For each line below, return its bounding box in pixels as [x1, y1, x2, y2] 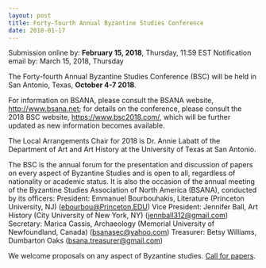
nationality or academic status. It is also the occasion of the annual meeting [8, 177, 256, 186]
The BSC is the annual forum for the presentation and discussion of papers [8, 160, 253, 170]
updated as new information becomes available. [8, 121, 165, 131]
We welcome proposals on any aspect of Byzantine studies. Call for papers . [8, 251, 256, 261]
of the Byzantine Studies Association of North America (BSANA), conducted [8, 186, 257, 195]
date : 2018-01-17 [8, 26, 66, 34]
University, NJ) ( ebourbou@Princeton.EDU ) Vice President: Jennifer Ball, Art [8, 202, 258, 212]
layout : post [8, 11, 52, 20]
